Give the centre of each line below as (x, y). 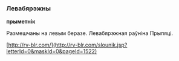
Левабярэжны (29, 8)
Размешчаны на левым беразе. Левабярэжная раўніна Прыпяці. (90, 33)
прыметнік (21, 22)
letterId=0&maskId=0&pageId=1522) (52, 51)
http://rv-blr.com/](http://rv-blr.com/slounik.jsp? (68, 45)
